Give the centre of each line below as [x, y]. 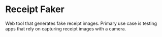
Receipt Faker [35, 9]
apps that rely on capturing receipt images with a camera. [66, 28]
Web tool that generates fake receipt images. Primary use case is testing [81, 23]
